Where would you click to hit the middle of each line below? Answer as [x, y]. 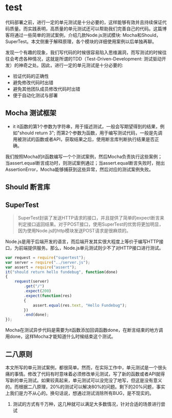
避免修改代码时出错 [33, 82]
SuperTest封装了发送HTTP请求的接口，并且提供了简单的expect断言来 [91, 217]
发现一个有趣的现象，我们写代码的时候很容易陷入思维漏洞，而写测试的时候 [84, 52]
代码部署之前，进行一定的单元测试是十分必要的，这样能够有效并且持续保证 [84, 22]
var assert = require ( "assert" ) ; [41, 267]
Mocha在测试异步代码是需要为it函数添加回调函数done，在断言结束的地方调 [84, 330]
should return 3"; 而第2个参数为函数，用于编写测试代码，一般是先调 [91, 133]
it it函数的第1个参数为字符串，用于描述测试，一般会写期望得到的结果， [86, 126]
